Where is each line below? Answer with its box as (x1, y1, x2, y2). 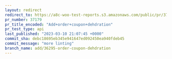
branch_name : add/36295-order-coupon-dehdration (5, 46, 111, 51)
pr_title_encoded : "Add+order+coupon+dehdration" (5, 22, 113, 27)
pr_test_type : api (5, 27, 44, 32)
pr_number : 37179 (5, 17, 42, 22)
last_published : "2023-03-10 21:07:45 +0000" (5, 31, 104, 36)
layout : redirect (5, 7, 42, 13)
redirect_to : (5, 12, 33, 17)
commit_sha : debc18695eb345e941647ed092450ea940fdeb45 (5, 36, 125, 42)
